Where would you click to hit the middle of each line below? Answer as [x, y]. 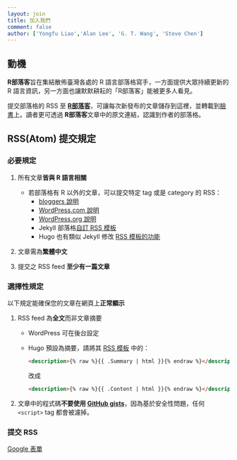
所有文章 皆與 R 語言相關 [52, 178]
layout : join [26, 14]
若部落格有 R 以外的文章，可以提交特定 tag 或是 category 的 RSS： [125, 192]
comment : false [30, 27]
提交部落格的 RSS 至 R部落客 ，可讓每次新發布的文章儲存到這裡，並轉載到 [114, 106]
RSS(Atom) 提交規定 [52, 139]
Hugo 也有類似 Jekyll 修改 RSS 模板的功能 [99, 236]
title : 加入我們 [29, 20]
